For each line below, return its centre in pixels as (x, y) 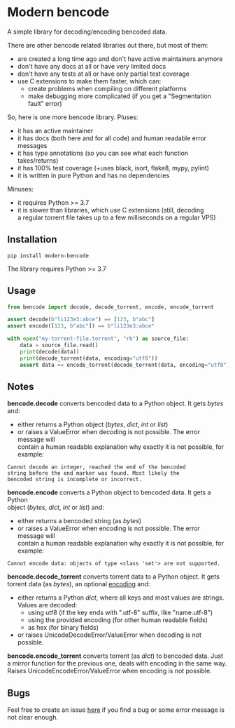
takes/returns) (38, 160)
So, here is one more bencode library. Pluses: (73, 117)
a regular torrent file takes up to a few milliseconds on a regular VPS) (116, 217)
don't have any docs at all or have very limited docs (92, 66)
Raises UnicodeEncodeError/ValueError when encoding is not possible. (109, 671)
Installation (32, 240)
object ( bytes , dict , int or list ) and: (56, 507)
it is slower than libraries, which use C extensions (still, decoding (111, 210)
